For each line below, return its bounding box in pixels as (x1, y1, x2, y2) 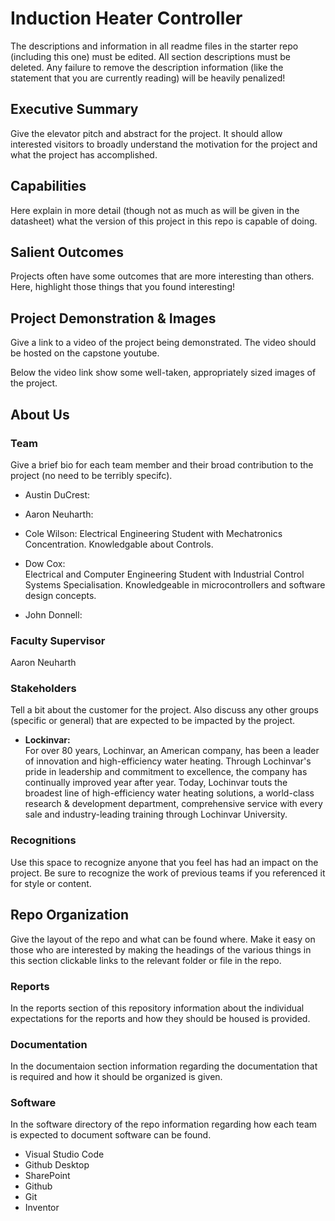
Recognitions (10, 833, 77, 847)
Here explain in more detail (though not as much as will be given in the (10, 204, 300, 216)
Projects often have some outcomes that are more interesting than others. (10, 270, 315, 282)
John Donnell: (24, 608, 83, 621)
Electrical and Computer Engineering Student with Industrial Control (24, 568, 305, 580)
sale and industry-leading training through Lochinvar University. (24, 808, 288, 821)
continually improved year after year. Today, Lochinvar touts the (24, 777, 288, 789)
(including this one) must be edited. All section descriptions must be (10, 50, 292, 62)
